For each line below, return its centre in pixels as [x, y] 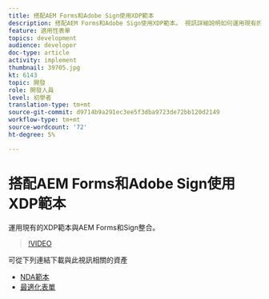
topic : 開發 [27, 82]
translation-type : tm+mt [50, 105]
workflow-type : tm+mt [44, 120]
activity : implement [43, 61]
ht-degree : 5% [32, 134]
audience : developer [43, 46]
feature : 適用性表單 [39, 30]
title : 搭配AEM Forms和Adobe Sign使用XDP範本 [81, 16]
